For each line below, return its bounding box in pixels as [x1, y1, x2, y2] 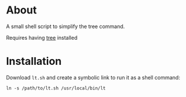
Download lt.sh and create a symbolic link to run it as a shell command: [6, 74, 180, 81]
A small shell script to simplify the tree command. [6, 23, 125, 30]
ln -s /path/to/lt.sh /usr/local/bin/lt [6, 85, 106, 91]
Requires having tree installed [6, 34, 78, 41]
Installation [6, 55, 62, 68]
